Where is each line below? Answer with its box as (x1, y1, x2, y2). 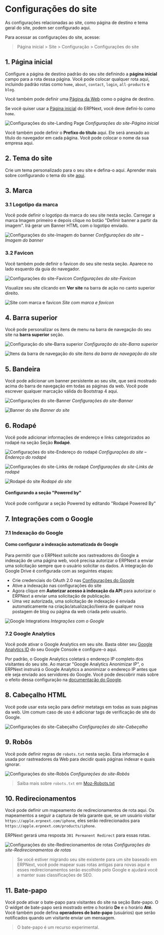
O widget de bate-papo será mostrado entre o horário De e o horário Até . (5, 905, 153, 911)
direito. (5, 290, 20, 296)
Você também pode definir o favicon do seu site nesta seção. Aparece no (5, 261, 153, 267)
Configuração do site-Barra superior (83, 341, 158, 347)
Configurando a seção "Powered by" (5, 490, 82, 495)
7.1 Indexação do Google (5, 529, 63, 536)
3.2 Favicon (5, 249, 34, 256)
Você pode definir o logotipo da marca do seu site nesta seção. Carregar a (5, 212, 155, 218)
